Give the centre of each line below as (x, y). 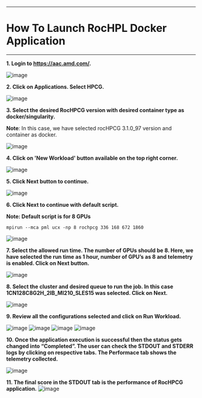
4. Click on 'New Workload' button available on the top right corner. (92, 158)
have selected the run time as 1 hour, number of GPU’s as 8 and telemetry (99, 256)
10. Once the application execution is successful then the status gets (94, 340)
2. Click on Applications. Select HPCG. (55, 87)
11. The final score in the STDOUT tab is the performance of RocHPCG (95, 382)
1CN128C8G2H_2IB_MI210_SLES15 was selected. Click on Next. (87, 292)
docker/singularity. (31, 116)
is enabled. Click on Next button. (48, 263)
